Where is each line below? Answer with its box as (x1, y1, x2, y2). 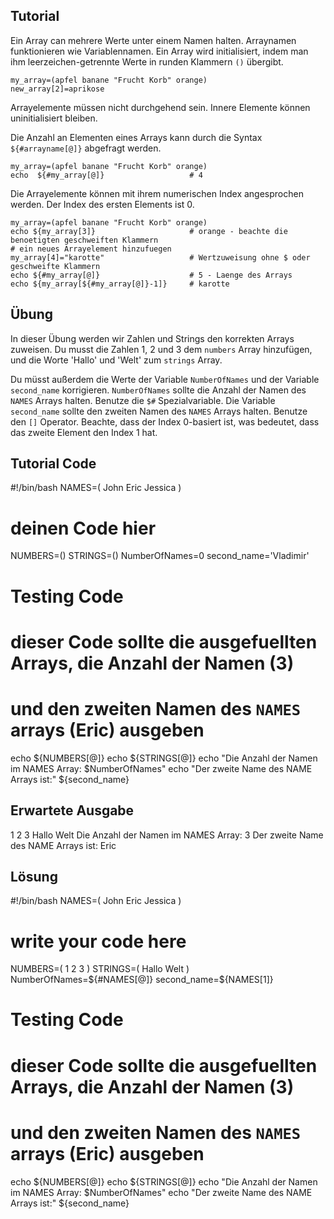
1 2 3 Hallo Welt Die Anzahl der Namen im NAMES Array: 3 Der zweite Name (10, 829, 324, 841)
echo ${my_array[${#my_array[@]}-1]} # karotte (10, 279, 230, 289)
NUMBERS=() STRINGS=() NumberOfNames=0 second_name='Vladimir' (10, 550, 310, 562)
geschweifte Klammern (10, 261, 101, 271)
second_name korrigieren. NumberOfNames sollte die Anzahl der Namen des (10, 384, 307, 396)
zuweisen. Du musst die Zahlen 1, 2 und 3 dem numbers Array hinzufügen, (10, 343, 313, 355)
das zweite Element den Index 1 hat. (10, 426, 158, 438)
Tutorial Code (10, 455, 97, 473)
